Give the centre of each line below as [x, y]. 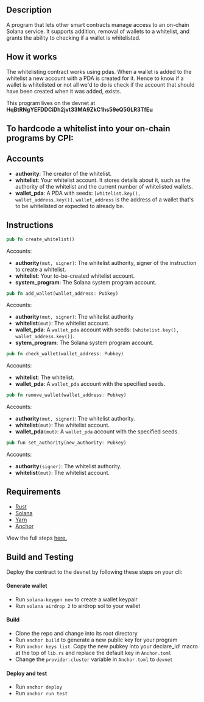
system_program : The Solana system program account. [86, 282]
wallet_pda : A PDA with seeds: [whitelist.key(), [78, 193]
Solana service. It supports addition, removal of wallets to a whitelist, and [98, 31]
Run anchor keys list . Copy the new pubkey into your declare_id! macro [106, 646]
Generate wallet [27, 586]
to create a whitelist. [40, 269]
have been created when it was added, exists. [64, 91]
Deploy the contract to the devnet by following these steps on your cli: [94, 572]
